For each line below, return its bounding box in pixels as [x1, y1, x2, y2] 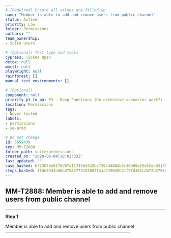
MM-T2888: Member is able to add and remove [5, 187, 158, 196]
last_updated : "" [5, 159, 42, 164]
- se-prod [5, 126, 26, 131]
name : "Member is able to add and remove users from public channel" [5, 12, 156, 17]
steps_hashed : [5, 168, 36, 173]
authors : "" [5, 31, 31, 36]
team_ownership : [5, 36, 40, 41]
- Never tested [5, 111, 38, 116]
